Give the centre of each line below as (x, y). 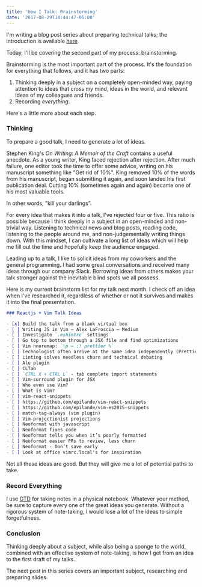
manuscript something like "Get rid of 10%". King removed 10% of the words (101, 172)
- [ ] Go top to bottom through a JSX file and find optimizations (93, 341)
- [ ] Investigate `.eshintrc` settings (58, 335)
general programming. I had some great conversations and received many (98, 264)
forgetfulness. (23, 518)
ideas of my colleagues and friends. (59, 95)
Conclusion (23, 534)
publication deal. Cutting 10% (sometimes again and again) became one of (99, 185)
